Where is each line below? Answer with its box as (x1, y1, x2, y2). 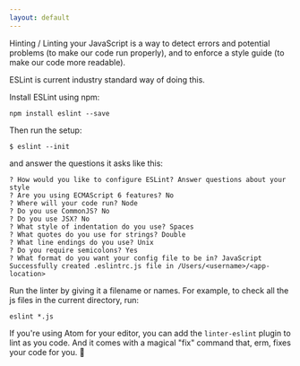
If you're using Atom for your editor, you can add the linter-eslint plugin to (9, 327, 291, 338)
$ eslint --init (9, 142, 70, 151)
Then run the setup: (9, 125, 82, 135)
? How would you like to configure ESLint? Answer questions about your (9, 175, 287, 184)
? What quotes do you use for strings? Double (9, 230, 186, 239)
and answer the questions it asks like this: (9, 158, 164, 169)
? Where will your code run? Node (9, 198, 139, 207)
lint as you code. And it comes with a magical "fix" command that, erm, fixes (9, 337, 291, 348)
